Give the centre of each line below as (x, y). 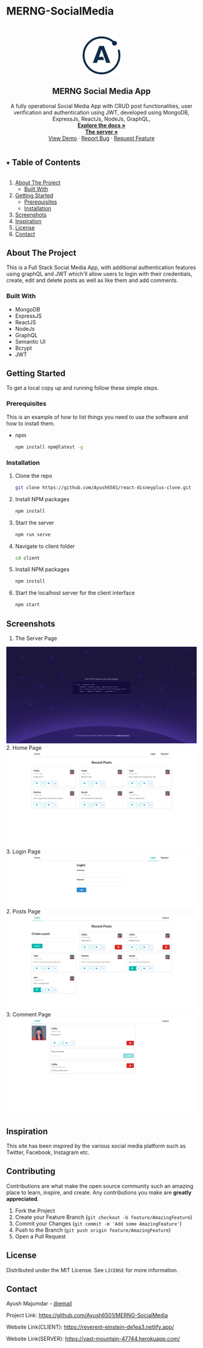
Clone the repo (34, 475)
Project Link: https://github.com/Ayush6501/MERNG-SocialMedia (87, 1315)
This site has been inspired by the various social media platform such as (96, 1146)
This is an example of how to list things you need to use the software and (97, 417)
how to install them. (31, 423)
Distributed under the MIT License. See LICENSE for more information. (92, 1270)
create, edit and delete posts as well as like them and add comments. (92, 281)
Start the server (34, 522)
